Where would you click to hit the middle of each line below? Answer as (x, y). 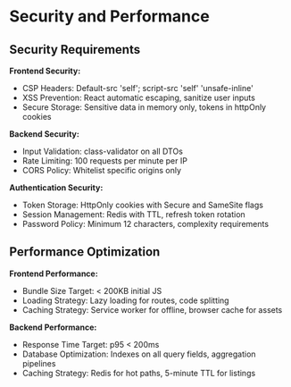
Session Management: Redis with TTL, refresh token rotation (133, 215)
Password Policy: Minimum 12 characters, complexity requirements (145, 224)
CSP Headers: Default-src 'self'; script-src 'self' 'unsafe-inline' (138, 88)
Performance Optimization (85, 252)
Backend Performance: (53, 327)
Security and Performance (109, 17)
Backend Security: (45, 134)
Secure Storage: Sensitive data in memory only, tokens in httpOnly (144, 107)
